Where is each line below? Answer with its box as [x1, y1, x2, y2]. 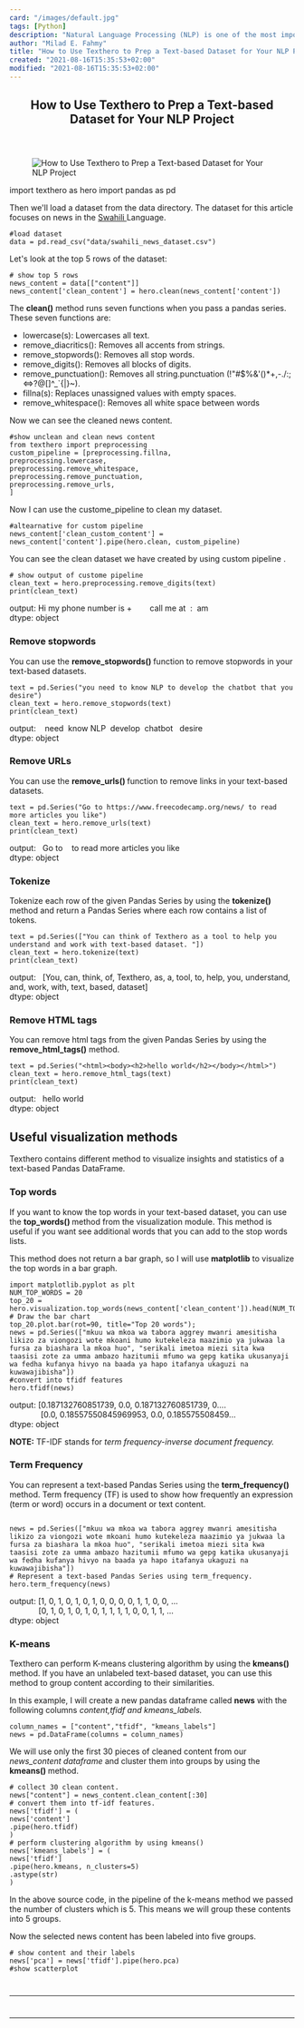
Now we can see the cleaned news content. [9, 415, 173, 426]
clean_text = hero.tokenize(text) [9, 948, 140, 957]
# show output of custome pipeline [9, 571, 144, 581]
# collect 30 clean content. [9, 1783, 119, 1792]
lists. [9, 1235, 27, 1246]
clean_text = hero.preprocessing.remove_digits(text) [9, 579, 217, 588]
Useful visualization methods [9, 1129, 178, 1144]
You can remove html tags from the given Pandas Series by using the [9, 1034, 267, 1045]
